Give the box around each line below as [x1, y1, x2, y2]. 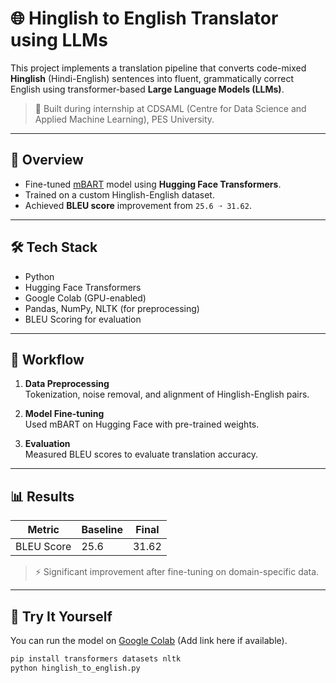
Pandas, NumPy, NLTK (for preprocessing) [24, 302, 200, 314]
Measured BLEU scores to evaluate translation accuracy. [24, 448, 259, 461]
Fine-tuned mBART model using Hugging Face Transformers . [24, 178, 282, 190]
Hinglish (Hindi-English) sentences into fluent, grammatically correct [10, 72, 295, 84]
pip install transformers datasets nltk [10, 654, 182, 664]
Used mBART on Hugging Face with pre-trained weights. [24, 418, 260, 431]
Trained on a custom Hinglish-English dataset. [24, 188, 215, 201]
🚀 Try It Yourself [10, 608, 113, 625]
